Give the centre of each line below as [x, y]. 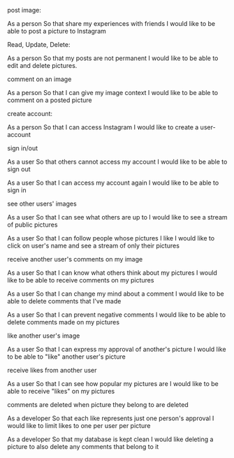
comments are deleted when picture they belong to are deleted [98, 405]
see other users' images [42, 203]
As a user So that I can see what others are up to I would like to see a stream [117, 217]
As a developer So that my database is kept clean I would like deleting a [110, 439]
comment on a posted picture [50, 100]
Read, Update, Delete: [39, 44]
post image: [24, 10]
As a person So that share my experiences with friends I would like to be [111, 23]
